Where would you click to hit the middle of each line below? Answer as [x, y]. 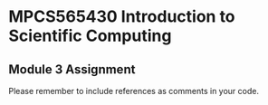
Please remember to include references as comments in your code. [134, 91]
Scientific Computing [90, 36]
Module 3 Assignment [72, 69]
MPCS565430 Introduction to [122, 17]
